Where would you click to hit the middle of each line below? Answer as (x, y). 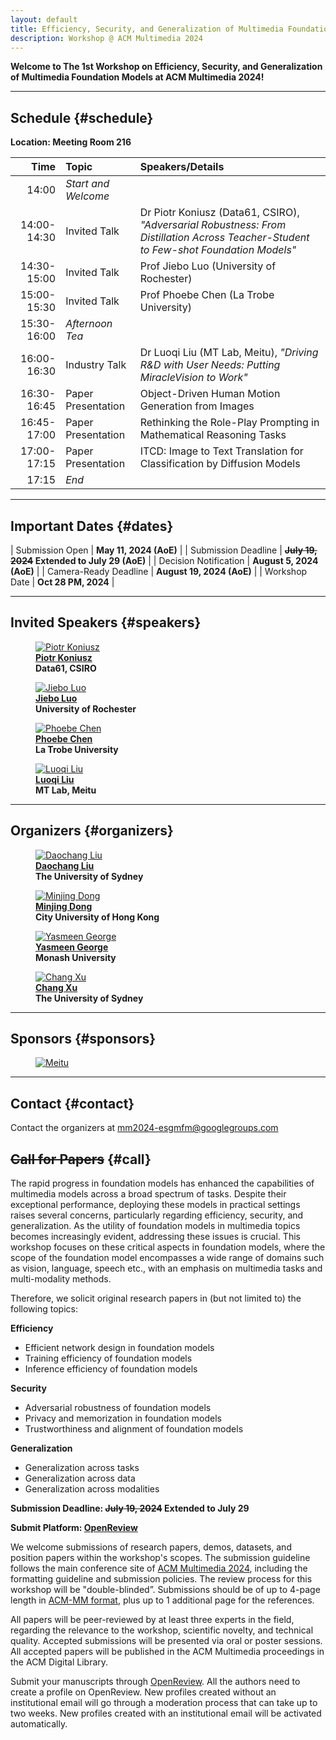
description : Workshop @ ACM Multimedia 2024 (106, 38)
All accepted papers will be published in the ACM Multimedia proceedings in (167, 1652)
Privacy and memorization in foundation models (123, 1418)
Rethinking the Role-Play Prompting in (229, 423)
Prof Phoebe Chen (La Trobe (207, 295)
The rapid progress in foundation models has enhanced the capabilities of (162, 1183)
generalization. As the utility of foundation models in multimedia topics (155, 1226)
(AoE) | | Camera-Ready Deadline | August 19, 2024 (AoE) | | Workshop (159, 571)
